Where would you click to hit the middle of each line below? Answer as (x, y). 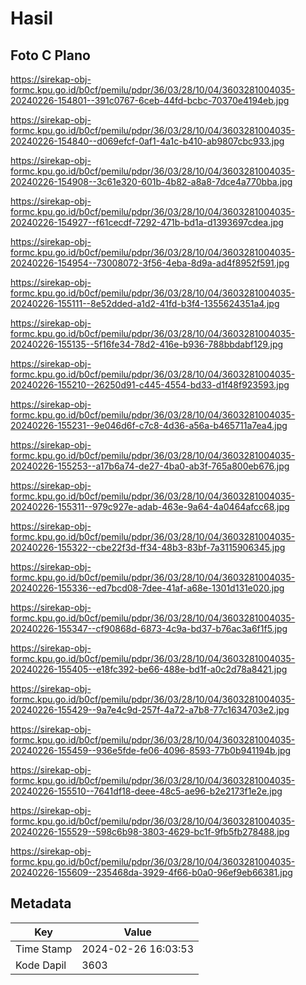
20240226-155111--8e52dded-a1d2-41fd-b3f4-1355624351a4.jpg (145, 303)
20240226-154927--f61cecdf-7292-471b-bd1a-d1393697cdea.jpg (147, 222)
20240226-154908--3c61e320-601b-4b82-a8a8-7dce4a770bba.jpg (151, 181)
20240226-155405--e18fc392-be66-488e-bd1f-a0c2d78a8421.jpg (149, 669)
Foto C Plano (50, 55)
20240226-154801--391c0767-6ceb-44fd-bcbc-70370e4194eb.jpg (150, 100)
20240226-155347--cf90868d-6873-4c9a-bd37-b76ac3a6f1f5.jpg (149, 628)
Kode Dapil (41, 965)
